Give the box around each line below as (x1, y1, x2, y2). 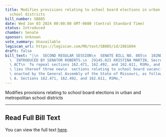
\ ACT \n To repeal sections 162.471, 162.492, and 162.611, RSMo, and (9, 62, 161, 67)
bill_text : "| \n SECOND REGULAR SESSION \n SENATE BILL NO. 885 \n (5, 53, 147, 58)
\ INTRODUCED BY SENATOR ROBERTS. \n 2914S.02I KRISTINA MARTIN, (9, 58, 149, 63)
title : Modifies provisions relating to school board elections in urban (5, 7, 161, 12)
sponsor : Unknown (5, 35, 41, 40)
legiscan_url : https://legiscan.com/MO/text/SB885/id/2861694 (5, 44, 136, 49)
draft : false (5, 48, 32, 53)
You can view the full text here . (5, 127, 68, 133)
